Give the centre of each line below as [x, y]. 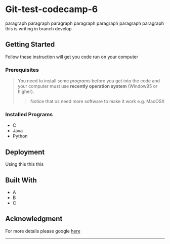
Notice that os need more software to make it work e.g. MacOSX [97, 102]
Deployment [25, 152]
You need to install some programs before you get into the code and [89, 81]
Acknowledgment [34, 219]
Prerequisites [22, 70]
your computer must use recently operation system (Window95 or [88, 86]
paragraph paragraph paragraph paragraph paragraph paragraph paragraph [85, 23]
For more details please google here [43, 231]
